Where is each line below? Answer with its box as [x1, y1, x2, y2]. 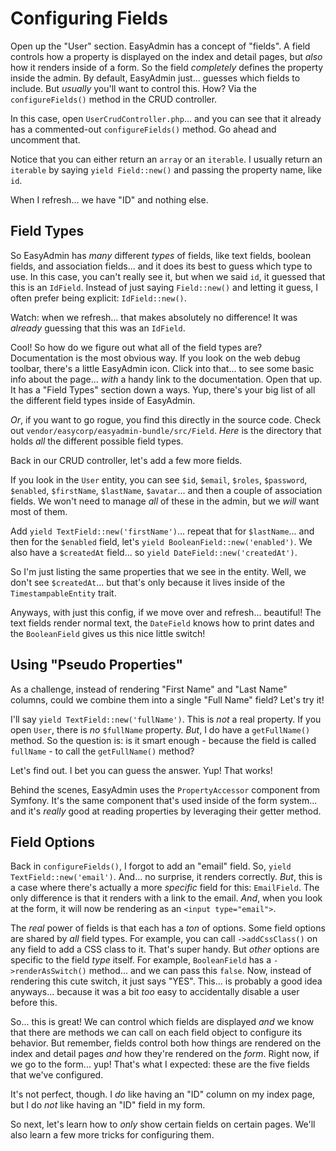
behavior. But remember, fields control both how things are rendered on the [10, 1037, 322, 1049]
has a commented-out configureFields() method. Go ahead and [10, 123, 277, 135]
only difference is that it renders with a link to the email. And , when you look [10, 892, 323, 904]
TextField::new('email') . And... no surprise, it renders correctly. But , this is [10, 871, 323, 883]
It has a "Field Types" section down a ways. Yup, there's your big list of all [10, 383, 316, 396]
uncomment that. [10, 133, 81, 146]
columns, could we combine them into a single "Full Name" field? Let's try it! [10, 693, 325, 706]
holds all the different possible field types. [10, 435, 184, 447]
